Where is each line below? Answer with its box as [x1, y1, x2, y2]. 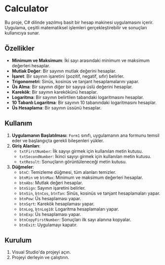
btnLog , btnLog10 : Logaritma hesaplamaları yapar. [19, 206, 120, 212]
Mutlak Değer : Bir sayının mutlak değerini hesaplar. [11, 68, 117, 74]
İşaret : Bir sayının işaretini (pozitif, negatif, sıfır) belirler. [11, 73, 124, 79]
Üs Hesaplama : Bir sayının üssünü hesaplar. [11, 105, 102, 110]
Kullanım [4, 119, 33, 128]
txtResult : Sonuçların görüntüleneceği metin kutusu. [19, 159, 127, 164]
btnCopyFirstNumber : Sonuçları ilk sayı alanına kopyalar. [19, 216, 131, 222]
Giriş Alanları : [11, 143, 41, 149]
